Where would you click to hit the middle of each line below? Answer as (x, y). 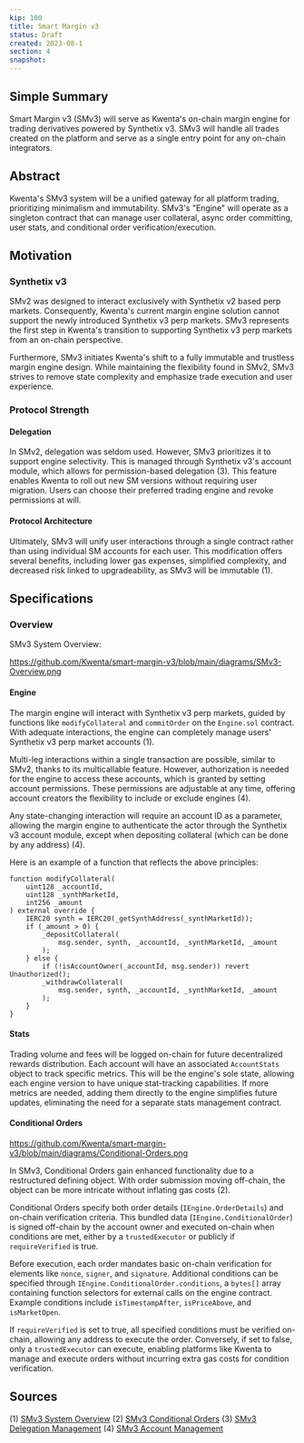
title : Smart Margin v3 (54, 26)
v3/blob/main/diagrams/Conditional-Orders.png (99, 1153)
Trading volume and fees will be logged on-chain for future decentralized (146, 1054)
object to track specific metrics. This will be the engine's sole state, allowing (152, 1073)
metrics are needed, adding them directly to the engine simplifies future (143, 1092)
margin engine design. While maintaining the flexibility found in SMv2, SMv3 (152, 367)
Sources (34, 1397)
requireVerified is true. (54, 1246)
